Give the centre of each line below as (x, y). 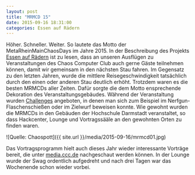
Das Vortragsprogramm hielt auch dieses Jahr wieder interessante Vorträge (97, 149)
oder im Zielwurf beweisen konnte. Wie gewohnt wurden (119, 107)
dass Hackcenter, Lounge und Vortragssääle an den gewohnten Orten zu (94, 120)
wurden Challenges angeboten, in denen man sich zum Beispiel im (86, 101)
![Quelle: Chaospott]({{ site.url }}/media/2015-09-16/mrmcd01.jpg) (86, 137)
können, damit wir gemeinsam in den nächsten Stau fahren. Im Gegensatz (95, 70)
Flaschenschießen (28, 107)
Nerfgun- (179, 101)
